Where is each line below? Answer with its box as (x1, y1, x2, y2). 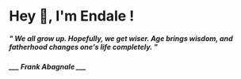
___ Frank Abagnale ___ (9, 62, 86, 72)
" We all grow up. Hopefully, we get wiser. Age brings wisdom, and (9, 33, 233, 43)
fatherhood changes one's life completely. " (9, 42, 158, 51)
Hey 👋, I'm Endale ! (9, 7, 135, 25)
